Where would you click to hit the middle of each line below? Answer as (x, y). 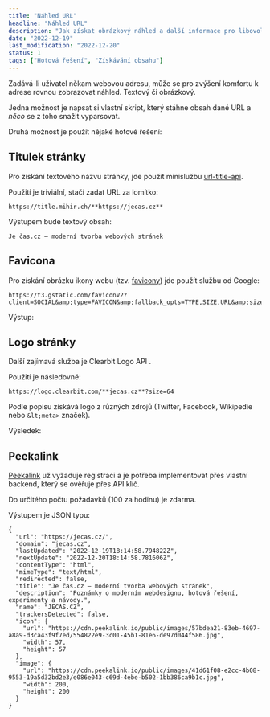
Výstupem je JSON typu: (49, 515)
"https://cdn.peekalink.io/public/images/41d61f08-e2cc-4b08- (154, 671)
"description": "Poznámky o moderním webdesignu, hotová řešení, (127, 593)
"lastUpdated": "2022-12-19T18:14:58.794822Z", (97, 551)
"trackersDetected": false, (63, 615)
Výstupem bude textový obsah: (60, 221)
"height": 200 (46, 692)
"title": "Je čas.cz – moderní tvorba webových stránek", (115, 586)
